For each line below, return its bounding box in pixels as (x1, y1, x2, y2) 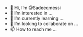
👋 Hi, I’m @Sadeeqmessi (10, 5, 61, 10)
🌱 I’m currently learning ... (10, 15, 64, 21)
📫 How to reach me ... (10, 26, 57, 32)
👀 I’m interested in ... (10, 10, 53, 16)
